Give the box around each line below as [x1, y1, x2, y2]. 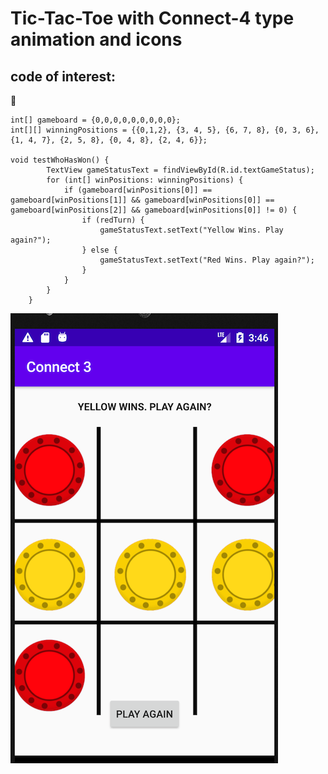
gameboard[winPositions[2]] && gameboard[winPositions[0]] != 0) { [10, 205, 298, 215]
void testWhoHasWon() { [10, 155, 110, 165]
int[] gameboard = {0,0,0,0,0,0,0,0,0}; [10, 115, 182, 125]
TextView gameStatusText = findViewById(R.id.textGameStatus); [46, 165, 315, 175]
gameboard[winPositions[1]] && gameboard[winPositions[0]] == [10, 195, 275, 205]
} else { [81, 245, 118, 255]
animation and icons [10, 28, 183, 51]
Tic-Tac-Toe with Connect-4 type [10, 7, 295, 30]
